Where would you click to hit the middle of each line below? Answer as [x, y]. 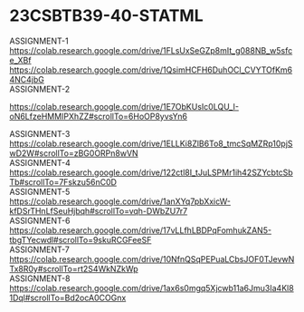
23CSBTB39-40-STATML [106, 16]
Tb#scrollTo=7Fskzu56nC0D [63, 181]
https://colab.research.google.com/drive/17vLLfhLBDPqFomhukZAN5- [141, 230]
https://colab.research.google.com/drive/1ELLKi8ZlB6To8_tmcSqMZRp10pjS [151, 143]
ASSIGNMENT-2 [40, 89]
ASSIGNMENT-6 [40, 220]
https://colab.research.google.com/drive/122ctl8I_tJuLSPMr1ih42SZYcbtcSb [152, 172]
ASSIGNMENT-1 [39, 41]
